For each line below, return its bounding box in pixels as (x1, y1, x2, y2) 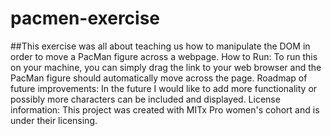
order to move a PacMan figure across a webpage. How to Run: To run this (10, 50, 318, 62)
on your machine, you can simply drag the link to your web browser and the (10, 61, 322, 73)
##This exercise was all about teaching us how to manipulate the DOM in (10, 40, 311, 52)
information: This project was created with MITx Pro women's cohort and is (10, 103, 320, 116)
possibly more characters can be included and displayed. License (10, 93, 281, 105)
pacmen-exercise (10, 7, 161, 30)
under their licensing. (10, 114, 98, 126)
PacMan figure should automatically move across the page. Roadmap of (10, 72, 308, 84)
